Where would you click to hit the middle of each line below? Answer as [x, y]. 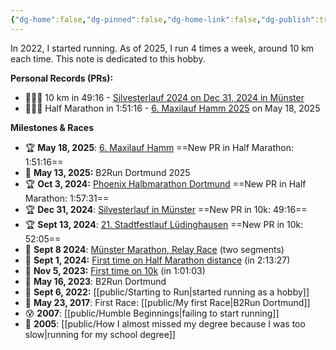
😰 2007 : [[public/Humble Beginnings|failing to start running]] [152, 313]
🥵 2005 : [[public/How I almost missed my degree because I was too [165, 323]
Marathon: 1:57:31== [67, 198]
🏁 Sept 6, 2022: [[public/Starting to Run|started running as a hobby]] [167, 292]
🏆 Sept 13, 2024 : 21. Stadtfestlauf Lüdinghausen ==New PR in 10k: [164, 224]
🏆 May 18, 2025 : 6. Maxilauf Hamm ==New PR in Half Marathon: [159, 147]
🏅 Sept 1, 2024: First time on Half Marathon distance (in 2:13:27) [157, 260]
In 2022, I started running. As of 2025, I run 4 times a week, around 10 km [162, 48]
